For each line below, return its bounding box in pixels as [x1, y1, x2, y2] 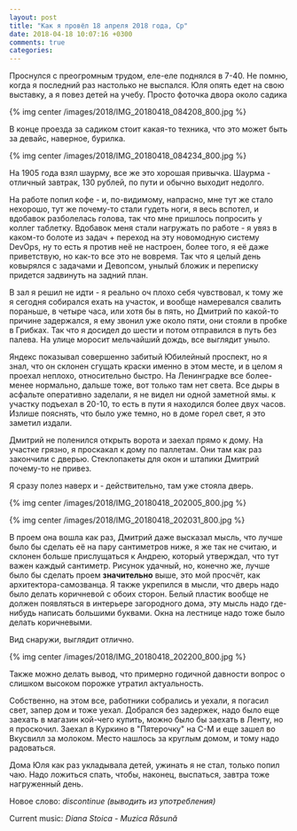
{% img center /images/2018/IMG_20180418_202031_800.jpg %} [9, 515, 246, 525]
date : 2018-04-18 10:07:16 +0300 [9, 29, 133, 38]
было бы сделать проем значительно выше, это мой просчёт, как [9, 570, 261, 580]
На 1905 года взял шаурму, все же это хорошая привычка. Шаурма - [9, 168, 271, 179]
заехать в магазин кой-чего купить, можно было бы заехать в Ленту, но [9, 715, 284, 725]
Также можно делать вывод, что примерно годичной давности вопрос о [9, 668, 285, 680]
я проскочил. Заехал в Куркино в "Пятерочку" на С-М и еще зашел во [9, 723, 277, 734]
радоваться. [9, 743, 56, 754]
